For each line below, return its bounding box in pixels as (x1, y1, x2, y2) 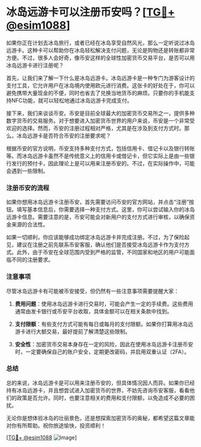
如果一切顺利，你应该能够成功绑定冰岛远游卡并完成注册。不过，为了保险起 (6, 234, 190, 241)
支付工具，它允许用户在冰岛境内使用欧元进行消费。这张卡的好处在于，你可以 (6, 81, 195, 89)
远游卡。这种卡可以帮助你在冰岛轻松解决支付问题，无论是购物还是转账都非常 (6, 46, 195, 54)
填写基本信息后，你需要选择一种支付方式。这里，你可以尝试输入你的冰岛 (16, 206, 195, 213)
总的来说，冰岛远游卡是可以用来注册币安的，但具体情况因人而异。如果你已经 (6, 379, 195, 386)
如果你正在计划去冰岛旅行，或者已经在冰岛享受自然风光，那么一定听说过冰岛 (6, 39, 195, 46)
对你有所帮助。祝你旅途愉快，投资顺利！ (6, 422, 106, 429)
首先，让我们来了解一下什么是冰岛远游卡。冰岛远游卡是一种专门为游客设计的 (6, 74, 195, 81)
